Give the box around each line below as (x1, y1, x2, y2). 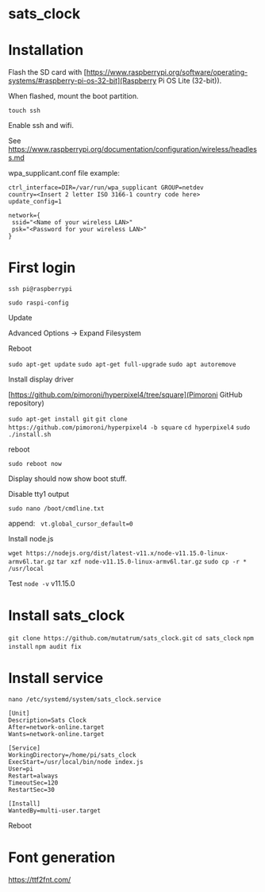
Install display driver (8, 374, 74, 384)
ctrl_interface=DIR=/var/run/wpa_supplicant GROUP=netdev (8, 184, 204, 192)
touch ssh (8, 107, 41, 115)
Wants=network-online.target (8, 730, 105, 738)
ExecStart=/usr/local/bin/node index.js (8, 758, 144, 766)
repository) (8, 398, 45, 408)
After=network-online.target (8, 723, 105, 731)
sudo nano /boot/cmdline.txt (8, 505, 105, 513)
